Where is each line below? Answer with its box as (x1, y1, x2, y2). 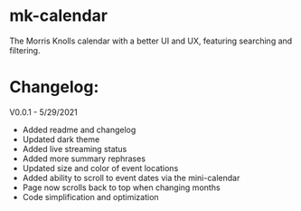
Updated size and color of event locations (22, 162, 179, 173)
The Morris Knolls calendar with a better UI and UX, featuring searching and (9, 35, 293, 46)
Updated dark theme (22, 133, 100, 145)
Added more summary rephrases (22, 153, 146, 164)
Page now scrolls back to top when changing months (22, 182, 221, 193)
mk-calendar (9, 5, 108, 26)
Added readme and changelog (22, 124, 136, 135)
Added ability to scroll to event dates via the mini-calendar (22, 172, 240, 183)
